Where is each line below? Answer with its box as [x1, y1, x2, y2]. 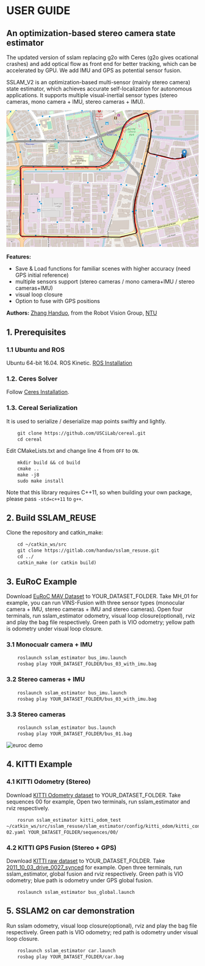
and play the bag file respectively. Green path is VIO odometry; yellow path [6, 618, 195, 626]
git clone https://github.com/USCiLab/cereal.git [17, 430, 146, 436]
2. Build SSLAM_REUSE [6, 513, 96, 523]
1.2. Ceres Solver [6, 374, 58, 382]
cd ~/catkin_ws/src [17, 541, 67, 547]
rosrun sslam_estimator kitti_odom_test [17, 817, 121, 823]
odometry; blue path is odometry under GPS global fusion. [6, 877, 153, 884]
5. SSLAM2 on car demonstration [6, 906, 135, 917]
